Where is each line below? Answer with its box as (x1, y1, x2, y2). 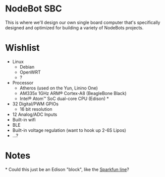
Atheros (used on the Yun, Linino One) (19, 85, 98, 91)
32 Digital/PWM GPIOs (12, 100, 58, 107)
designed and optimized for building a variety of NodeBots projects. (5, 24, 144, 30)
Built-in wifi (12, 116, 36, 122)
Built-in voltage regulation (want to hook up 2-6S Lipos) (12, 127, 126, 133)
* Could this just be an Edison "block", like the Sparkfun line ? (5, 166, 129, 172)
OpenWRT (19, 69, 41, 75)
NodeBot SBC (5, 3, 62, 14)
